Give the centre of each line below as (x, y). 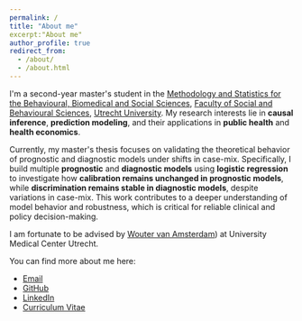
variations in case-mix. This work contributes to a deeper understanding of (149, 197)
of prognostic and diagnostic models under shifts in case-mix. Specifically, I (150, 159)
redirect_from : (38, 51)
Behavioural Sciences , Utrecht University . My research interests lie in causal (151, 113)
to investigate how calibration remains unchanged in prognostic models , (146, 178)
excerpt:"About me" (46, 34)
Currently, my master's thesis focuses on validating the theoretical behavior (150, 149)
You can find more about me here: (73, 261)
